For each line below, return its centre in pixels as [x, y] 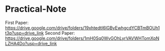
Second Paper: [60, 33]
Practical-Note [36, 9]
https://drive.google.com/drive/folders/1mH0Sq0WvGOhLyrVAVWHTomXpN [82, 38]
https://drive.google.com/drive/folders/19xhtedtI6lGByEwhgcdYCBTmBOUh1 [82, 27]
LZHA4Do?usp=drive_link [31, 43]
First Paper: [17, 23]
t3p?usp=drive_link [25, 33]
